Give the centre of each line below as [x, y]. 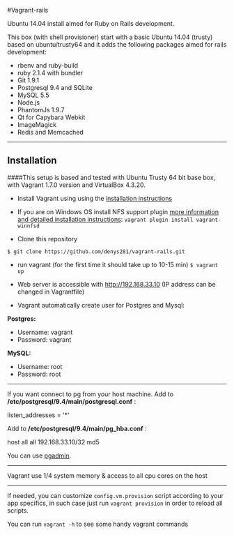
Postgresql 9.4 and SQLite [55, 88]
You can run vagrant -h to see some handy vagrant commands [98, 524]
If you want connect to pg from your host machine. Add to [91, 394]
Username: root [40, 366]
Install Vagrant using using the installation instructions [95, 198]
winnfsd [28, 226]
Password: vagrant [44, 339]
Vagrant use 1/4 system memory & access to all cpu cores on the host [107, 475]
